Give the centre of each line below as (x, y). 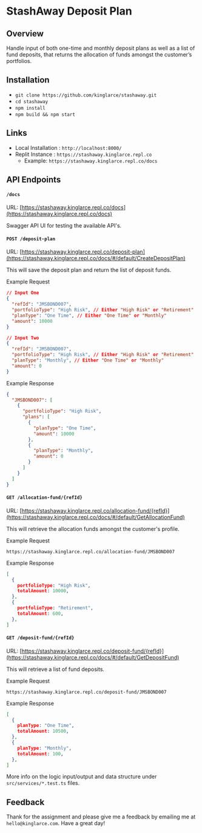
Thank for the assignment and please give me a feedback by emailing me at (101, 817)
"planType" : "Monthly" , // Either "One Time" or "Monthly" (88, 360)
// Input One (23, 293)
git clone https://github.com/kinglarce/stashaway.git (86, 95)
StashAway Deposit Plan (69, 11)
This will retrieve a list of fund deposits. (56, 669)
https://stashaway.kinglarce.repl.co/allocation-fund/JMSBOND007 (90, 551)
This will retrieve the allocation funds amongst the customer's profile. (93, 528)
